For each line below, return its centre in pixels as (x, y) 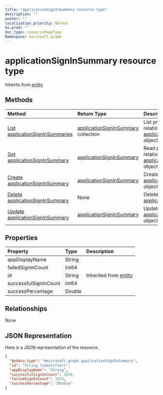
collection (89, 134)
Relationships (26, 309)
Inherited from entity (109, 276)
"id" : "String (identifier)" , (40, 365)
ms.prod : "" (17, 28)
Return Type (92, 113)
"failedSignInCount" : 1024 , (38, 379)
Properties (21, 238)
